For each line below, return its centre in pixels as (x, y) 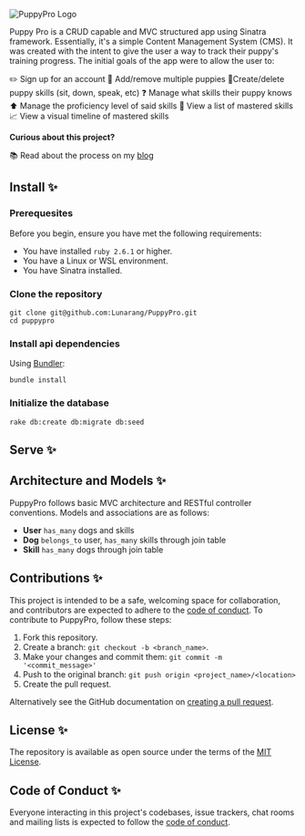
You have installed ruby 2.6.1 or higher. (97, 251)
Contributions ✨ (56, 578)
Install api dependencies (65, 344)
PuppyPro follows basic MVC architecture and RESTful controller (131, 502)
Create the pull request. (67, 684)
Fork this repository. (60, 637)
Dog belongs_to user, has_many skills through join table (124, 540)
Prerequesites (41, 213)
